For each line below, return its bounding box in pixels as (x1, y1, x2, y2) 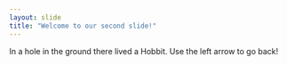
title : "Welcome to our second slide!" (9, 21, 157, 30)
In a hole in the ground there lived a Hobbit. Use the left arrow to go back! (9, 45, 278, 56)
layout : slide (9, 12, 62, 22)
